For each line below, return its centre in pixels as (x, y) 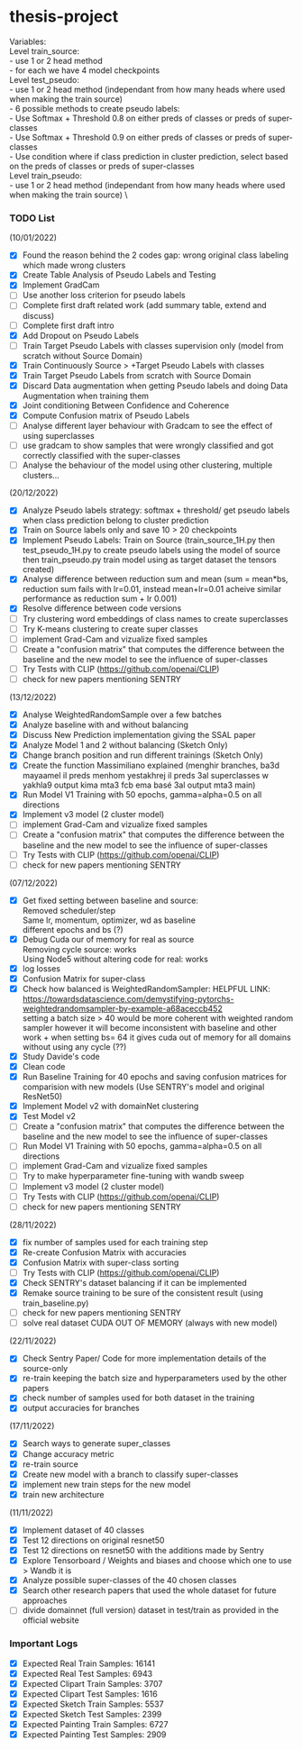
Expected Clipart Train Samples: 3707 (92, 1683)
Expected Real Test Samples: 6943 (87, 1673)
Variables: (28, 41)
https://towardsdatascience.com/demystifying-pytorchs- (128, 998)
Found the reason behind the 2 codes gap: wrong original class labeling (156, 255)
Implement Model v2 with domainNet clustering (110, 1107)
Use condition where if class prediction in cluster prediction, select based (151, 156)
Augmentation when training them (86, 396)
